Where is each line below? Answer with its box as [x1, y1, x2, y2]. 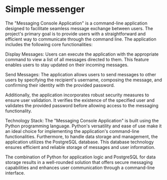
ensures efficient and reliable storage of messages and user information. [5, 144, 155, 150]
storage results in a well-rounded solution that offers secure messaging [5, 159, 153, 165]
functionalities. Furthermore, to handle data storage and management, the [5, 133, 158, 139]
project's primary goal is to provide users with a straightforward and [5, 31, 146, 37]
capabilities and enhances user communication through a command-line [5, 164, 155, 170]
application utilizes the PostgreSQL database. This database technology [5, 139, 154, 145]
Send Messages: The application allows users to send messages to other [5, 71, 156, 77]
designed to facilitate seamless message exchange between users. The [5, 25, 153, 31]
